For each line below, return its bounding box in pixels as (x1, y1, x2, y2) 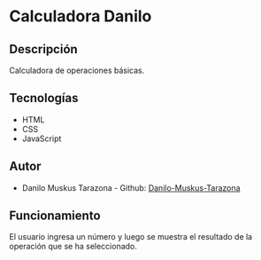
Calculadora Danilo (9, 6, 152, 27)
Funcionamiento (9, 209, 101, 224)
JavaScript (21, 133, 62, 144)
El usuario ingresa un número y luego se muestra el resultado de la (9, 232, 253, 242)
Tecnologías (9, 91, 79, 106)
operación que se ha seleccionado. (9, 241, 137, 252)
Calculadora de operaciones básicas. (9, 65, 145, 75)
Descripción (9, 42, 78, 57)
